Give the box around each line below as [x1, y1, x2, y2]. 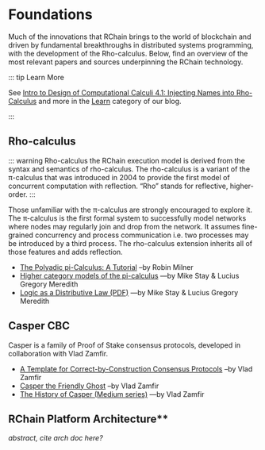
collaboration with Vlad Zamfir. [8, 348, 109, 358]
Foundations [8, 6, 93, 24]
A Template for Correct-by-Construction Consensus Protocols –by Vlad [19, 363, 253, 374]
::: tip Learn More [8, 72, 65, 82]
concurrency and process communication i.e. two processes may [35, 230, 249, 240]
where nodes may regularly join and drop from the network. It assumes [8, 221, 240, 231]
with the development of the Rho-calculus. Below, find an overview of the [8, 48, 248, 58]
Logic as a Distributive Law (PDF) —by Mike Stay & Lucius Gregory [19, 287, 239, 297]
